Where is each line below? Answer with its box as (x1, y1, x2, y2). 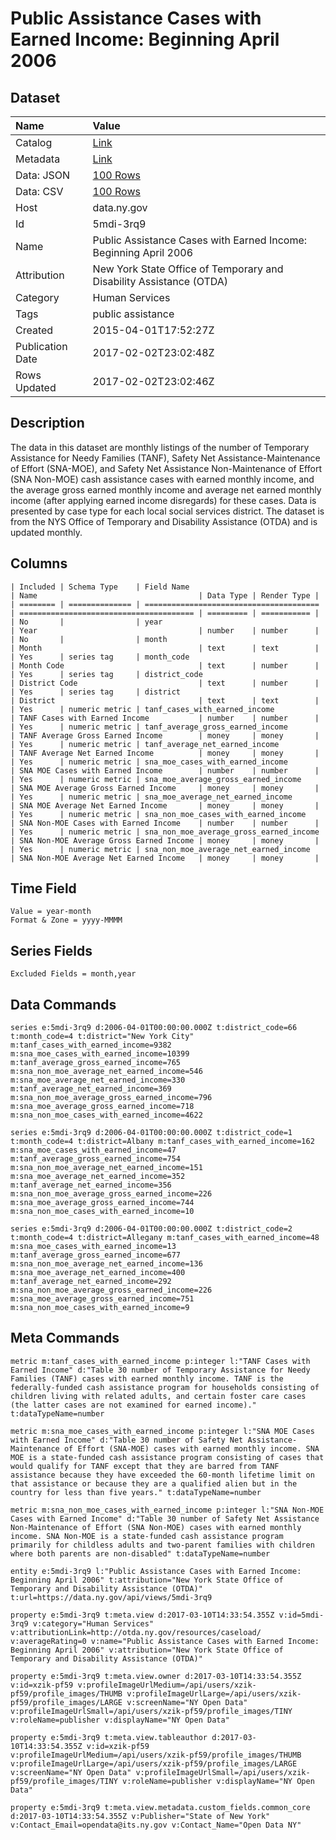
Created (15, 323, 54, 337)
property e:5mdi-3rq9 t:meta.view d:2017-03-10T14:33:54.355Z (10, 1610, 275, 1620)
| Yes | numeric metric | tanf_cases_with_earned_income (10, 704, 275, 714)
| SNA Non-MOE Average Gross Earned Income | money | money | (10, 835, 320, 846)
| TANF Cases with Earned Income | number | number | (10, 713, 320, 723)
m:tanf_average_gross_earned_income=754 (10, 1154, 182, 1164)
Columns (10, 555, 68, 572)
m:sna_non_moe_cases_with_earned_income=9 (10, 1303, 190, 1313)
